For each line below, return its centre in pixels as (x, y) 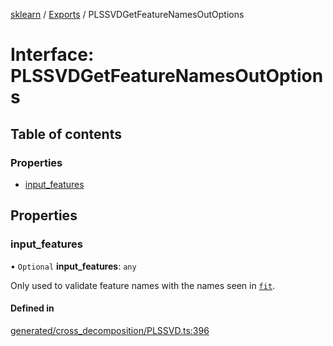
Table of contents (66, 134)
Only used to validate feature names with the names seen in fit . (143, 285)
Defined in (32, 308)
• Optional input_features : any (73, 266)
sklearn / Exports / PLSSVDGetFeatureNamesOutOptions (127, 14)
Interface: (52, 55)
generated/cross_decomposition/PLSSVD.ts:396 (110, 330)
